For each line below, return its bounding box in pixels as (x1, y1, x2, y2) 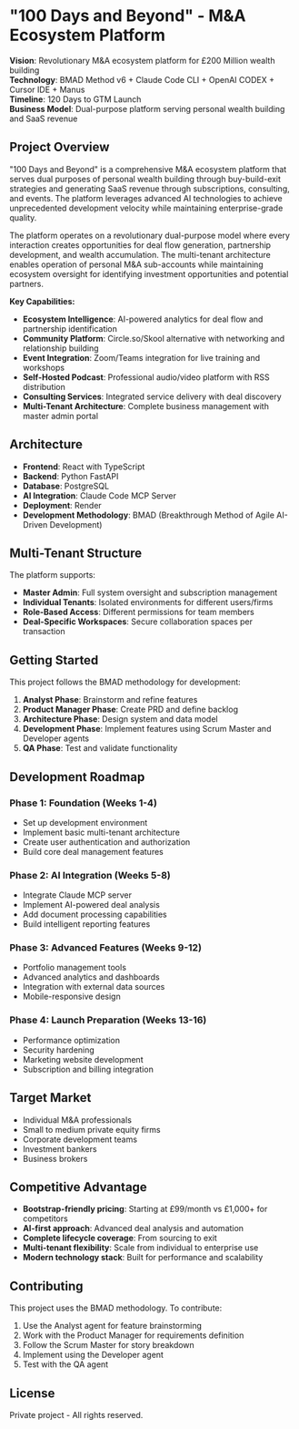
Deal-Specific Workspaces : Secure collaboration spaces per (22, 616, 253, 627)
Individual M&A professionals (22, 1114, 132, 1126)
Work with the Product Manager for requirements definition (22, 1330, 244, 1341)
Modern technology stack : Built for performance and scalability (22, 1252, 264, 1263)
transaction (22, 626, 65, 637)
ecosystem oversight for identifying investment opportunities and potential (9, 268, 289, 279)
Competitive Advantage (9, 1179, 147, 1195)
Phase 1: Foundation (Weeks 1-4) (9, 797, 157, 809)
